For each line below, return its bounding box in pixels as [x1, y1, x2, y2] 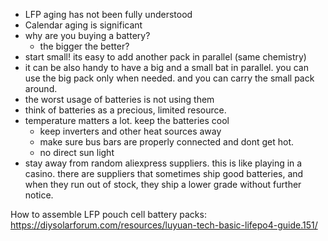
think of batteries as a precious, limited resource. [24, 104, 227, 116]
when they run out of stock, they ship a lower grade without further [24, 179, 302, 190]
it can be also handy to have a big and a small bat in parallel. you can [24, 62, 309, 73]
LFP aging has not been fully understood [24, 9, 193, 20]
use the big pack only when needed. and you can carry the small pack [24, 72, 315, 84]
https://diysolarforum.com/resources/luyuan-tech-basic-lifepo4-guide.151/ [10, 219, 318, 231]
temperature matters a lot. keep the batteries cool [24, 115, 230, 126]
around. [24, 83, 58, 94]
